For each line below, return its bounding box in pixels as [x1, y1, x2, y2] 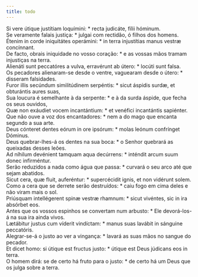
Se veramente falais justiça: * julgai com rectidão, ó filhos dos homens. [6, 31, 179, 38]
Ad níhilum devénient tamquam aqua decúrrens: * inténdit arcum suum [6, 150, 178, 157]
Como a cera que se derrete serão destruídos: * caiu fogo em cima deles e [6, 182, 188, 189]
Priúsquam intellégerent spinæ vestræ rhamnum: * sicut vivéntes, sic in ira [6, 195, 187, 202]
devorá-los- [163, 207, 192, 214]
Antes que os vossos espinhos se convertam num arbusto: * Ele [6, 207, 162, 214]
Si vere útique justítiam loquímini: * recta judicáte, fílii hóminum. [6, 25, 161, 32]
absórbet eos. [6, 201, 40, 208]
